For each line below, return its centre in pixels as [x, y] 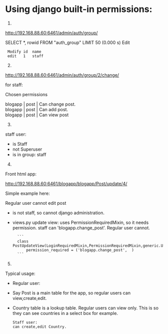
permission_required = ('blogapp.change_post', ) [80, 250]
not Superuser [27, 149]
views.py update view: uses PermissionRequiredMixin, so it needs [80, 222]
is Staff [20, 144]
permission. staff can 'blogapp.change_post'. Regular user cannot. [81, 228]
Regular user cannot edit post [36, 203]
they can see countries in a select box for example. [65, 313]
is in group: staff [29, 154]
